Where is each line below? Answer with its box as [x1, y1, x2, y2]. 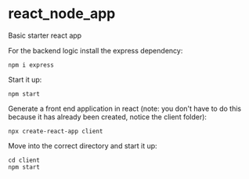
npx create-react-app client [8, 127, 103, 135]
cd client [8, 156, 41, 164]
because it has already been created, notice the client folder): [8, 111, 207, 122]
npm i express [8, 60, 55, 69]
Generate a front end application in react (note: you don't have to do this [8, 104, 241, 113]
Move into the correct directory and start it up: [8, 141, 158, 150]
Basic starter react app [8, 31, 82, 40]
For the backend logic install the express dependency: [8, 46, 183, 55]
